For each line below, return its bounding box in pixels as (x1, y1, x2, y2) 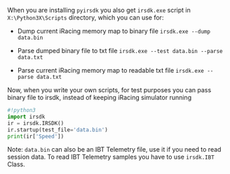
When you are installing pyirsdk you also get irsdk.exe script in (7, 6, 191, 14)
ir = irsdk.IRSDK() (7, 119, 65, 126)
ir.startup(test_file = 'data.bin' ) (7, 126, 109, 133)
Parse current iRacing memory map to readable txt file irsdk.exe (17, 66, 205, 74)
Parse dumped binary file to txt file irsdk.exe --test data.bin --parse (17, 47, 223, 55)
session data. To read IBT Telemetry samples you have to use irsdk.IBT (7, 153, 215, 161)
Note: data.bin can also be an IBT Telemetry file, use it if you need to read (7, 145, 222, 154)
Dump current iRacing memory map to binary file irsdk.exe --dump (17, 27, 210, 35)
